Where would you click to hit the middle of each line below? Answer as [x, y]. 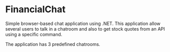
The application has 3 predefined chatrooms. [53, 44]
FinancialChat [35, 9]
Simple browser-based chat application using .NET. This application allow [83, 23]
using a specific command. [34, 34]
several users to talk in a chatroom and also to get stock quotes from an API [85, 29]
